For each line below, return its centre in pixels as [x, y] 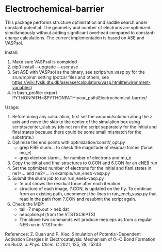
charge [12, 38]
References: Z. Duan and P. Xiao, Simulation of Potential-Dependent [73, 234]
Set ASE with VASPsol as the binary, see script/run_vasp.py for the [78, 72]
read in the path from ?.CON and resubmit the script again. [78, 199]
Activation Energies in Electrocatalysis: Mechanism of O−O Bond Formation [80, 239]
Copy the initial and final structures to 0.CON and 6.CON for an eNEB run [85, 163]
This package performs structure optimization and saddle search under [76, 22]
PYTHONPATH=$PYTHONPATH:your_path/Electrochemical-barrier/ [80, 97]
